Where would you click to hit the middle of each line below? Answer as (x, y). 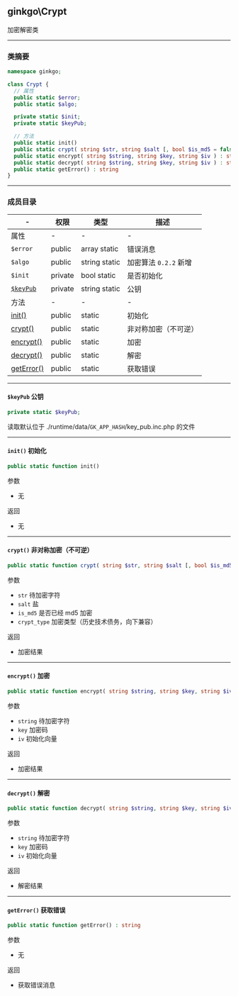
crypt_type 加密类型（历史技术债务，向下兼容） (87, 621)
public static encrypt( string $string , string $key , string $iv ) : (118, 156)
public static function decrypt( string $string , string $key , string (114, 808)
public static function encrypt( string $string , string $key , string (114, 692)
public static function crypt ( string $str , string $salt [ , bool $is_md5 (120, 566)
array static (100, 249)
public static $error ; (47, 97)
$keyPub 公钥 (25, 397)
